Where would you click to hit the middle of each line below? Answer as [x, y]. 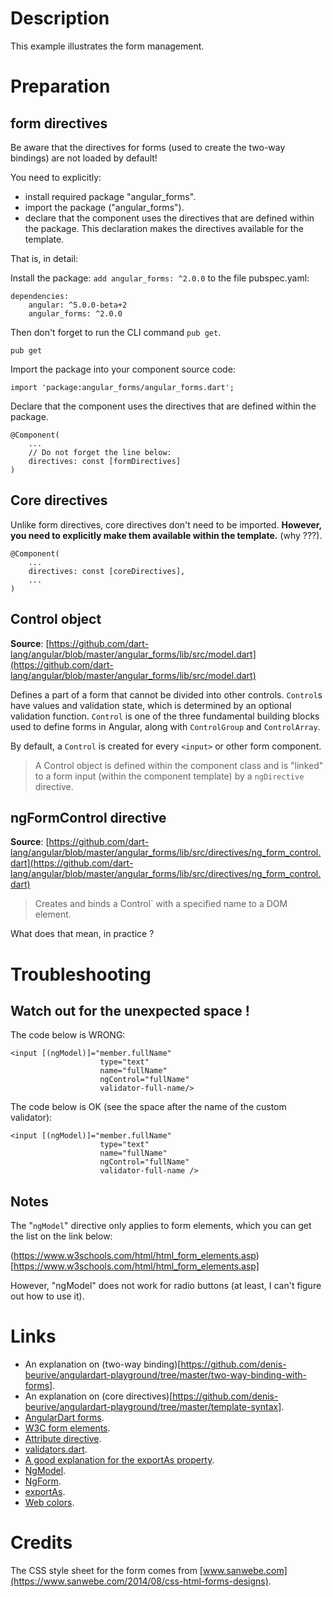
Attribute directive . [63, 1439]
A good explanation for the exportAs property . [119, 1460]
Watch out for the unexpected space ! [130, 1010]
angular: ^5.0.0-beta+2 [78, 305]
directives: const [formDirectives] [105, 461]
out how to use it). [47, 1296]
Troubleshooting [81, 974]
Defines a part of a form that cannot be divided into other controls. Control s [166, 694]
